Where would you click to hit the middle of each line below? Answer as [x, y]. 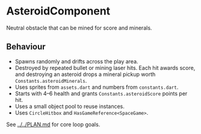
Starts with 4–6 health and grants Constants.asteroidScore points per [101, 93]
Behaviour [26, 47]
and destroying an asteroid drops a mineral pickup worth [85, 74]
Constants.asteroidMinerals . [51, 80]
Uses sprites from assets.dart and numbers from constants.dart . [97, 87]
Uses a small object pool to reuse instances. [70, 106]
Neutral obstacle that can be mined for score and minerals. [79, 28]
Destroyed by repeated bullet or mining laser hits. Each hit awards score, [105, 68]
